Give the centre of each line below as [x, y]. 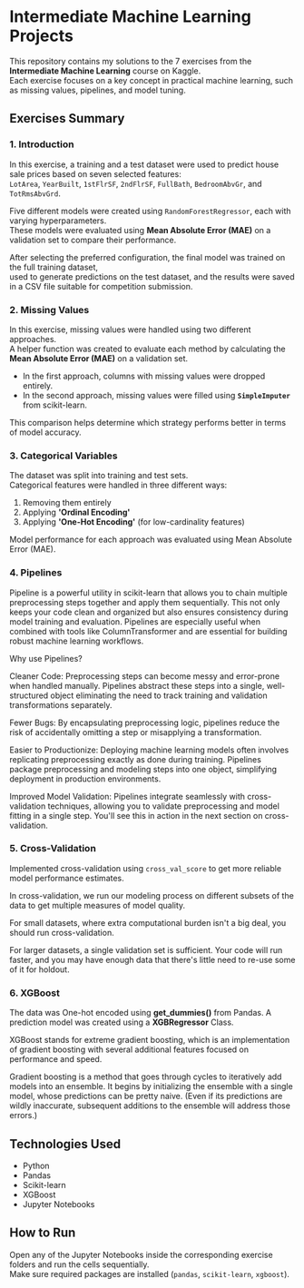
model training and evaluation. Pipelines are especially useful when [135, 621]
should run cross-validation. [62, 932]
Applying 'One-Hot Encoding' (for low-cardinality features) [133, 522]
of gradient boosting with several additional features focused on [129, 1049]
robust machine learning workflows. [77, 641]
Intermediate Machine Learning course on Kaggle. [105, 71]
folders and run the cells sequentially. [79, 1264]
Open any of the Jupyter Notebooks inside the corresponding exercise [142, 1254]
